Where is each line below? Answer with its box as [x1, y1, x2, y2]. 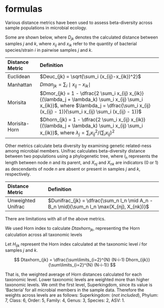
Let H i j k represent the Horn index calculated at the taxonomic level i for [5, 241, 147, 248]
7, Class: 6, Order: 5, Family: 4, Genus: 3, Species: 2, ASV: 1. [5, 297, 125, 304]
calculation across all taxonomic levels [5, 231, 82, 238]
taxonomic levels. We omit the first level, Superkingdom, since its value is [5, 282, 153, 288]
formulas [5, 3, 42, 15]
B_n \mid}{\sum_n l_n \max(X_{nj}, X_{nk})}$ [48, 203, 149, 210]
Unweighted [7, 197, 36, 204]
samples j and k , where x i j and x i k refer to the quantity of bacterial [5, 41, 137, 47]
